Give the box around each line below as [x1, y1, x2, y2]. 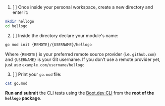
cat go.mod [5, 81, 28, 86]
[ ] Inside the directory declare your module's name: [12, 32, 119, 39]
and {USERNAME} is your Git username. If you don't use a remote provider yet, [5, 56, 161, 62]
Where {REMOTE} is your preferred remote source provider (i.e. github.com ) [5, 51, 156, 57]
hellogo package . [5, 95, 42, 101]
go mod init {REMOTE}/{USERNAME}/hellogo [5, 42, 92, 47]
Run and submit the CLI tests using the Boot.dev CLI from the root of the [5, 90, 155, 96]
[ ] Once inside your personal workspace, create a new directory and [12, 4, 153, 10]
